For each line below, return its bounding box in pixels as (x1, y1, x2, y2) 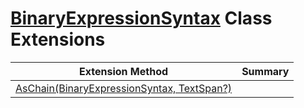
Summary (241, 64, 290, 78)
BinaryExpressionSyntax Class (10, 7, 273, 30)
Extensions (10, 28, 106, 51)
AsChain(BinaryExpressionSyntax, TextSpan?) (15, 81, 233, 95)
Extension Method (79, 64, 169, 78)
